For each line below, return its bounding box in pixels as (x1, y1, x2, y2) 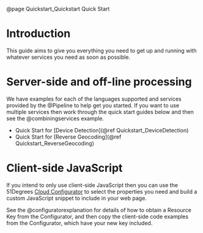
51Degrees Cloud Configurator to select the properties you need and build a (6, 188, 197, 195)
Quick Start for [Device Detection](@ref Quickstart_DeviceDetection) (15, 126, 189, 134)
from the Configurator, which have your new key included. (6, 219, 153, 226)
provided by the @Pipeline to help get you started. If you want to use (6, 101, 179, 109)
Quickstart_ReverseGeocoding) (15, 139, 95, 147)
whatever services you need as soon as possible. (6, 53, 131, 61)
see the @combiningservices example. (6, 115, 104, 122)
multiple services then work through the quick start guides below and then (6, 108, 194, 115)
